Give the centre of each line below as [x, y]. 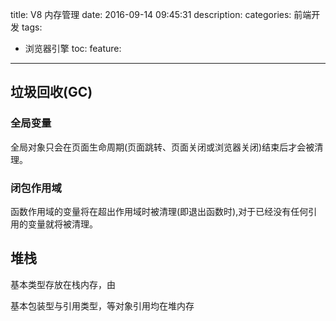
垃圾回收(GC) [51, 92]
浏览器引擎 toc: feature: [73, 48]
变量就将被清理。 [62, 224]
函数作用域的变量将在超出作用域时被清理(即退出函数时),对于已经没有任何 [159, 211]
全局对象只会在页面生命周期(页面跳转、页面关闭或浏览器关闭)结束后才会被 [162, 147]
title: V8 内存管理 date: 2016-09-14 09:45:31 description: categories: [151, 14]
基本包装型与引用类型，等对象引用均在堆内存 [102, 305]
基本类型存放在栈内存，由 [63, 284]
